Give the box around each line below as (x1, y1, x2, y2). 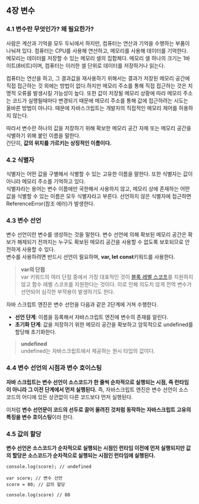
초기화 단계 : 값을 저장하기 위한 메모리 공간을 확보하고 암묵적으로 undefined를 (14, 321, 194, 328)
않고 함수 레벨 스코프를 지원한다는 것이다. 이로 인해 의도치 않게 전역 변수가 (20, 281, 192, 288)
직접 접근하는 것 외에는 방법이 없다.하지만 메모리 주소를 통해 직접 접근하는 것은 (6, 82, 187, 89)
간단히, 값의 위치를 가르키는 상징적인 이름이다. (6, 139, 112, 146)
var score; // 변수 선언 (6, 475, 63, 481)
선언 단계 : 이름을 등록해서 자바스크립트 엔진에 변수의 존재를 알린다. (14, 314, 169, 321)
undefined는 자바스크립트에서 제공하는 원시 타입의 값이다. (20, 348, 156, 355)
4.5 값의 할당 (6, 430, 42, 438)
